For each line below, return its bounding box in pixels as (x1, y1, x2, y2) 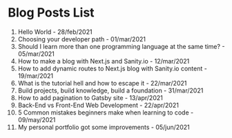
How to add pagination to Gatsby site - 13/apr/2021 (17, 93, 163, 101)
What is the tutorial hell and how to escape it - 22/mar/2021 (17, 79, 187, 87)
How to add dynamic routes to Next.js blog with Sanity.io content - (17, 64, 208, 72)
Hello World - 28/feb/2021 (17, 28, 93, 36)
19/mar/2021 (17, 71, 54, 80)
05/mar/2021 (17, 50, 55, 58)
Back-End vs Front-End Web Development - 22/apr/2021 (17, 101, 179, 109)
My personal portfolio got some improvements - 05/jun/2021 (17, 123, 190, 131)
